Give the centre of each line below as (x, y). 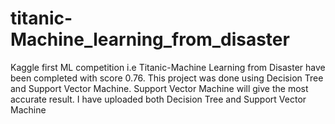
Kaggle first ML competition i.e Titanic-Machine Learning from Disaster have (168, 67)
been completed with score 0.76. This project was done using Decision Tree (167, 78)
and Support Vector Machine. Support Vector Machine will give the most (159, 88)
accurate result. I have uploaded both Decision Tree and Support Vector (158, 99)
